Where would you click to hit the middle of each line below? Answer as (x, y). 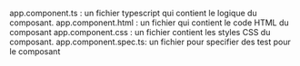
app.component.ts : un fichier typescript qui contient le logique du (133, 13)
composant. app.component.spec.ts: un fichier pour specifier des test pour (150, 42)
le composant (35, 52)
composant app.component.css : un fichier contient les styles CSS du (140, 32)
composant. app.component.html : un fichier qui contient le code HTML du (149, 23)
